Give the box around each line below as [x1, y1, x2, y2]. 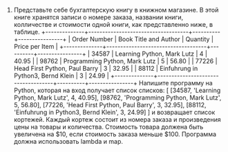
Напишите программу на [139, 79, 213, 87]
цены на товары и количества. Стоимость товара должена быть [13, 123, 204, 131]
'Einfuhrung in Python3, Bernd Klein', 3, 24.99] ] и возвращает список [13, 108, 216, 116]
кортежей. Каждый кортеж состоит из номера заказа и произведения [13, 116, 221, 123]
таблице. [13, 28, 40, 36]
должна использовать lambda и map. [13, 138, 123, 145]
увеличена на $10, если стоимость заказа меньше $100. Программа [13, 130, 216, 138]
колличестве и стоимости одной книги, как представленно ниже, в [13, 21, 213, 28]
